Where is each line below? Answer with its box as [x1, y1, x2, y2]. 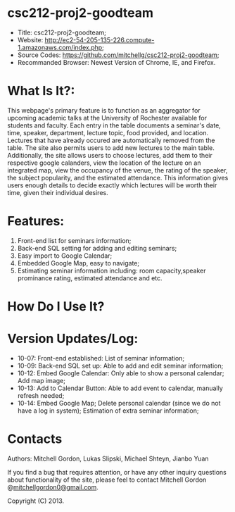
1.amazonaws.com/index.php [17, 43, 103, 51]
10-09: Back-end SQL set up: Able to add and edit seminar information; [17, 361, 224, 370]
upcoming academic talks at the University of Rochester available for [7, 113, 208, 122]
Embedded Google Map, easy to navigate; [17, 258, 139, 267]
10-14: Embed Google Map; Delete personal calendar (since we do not [17, 399, 221, 407]
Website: [17, 35, 44, 44]
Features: [7, 213, 65, 230]
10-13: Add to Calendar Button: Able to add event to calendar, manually [17, 384, 223, 392]
